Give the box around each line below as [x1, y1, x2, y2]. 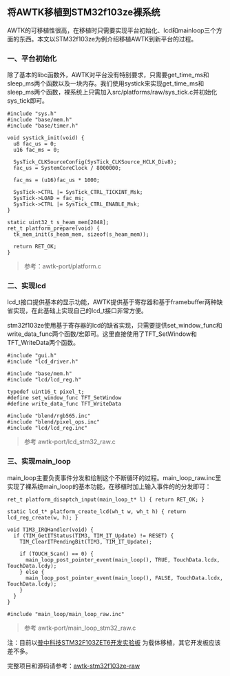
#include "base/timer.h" [7, 123, 79, 130]
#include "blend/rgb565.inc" [7, 412, 91, 419]
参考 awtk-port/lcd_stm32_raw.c [23, 437, 116, 446]
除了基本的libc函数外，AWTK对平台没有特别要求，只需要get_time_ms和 [7, 71, 210, 79]
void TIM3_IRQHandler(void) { [7, 526, 94, 533]
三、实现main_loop [7, 457, 71, 466]
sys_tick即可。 [7, 97, 48, 105]
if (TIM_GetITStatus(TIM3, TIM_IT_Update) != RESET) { [13, 532, 174, 539]
